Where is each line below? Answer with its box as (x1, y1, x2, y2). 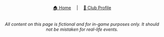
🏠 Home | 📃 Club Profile (53, 5, 111, 11)
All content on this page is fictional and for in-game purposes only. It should (5, 21, 159, 27)
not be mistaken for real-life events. (46, 26, 118, 32)
